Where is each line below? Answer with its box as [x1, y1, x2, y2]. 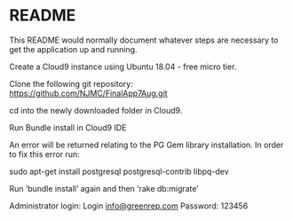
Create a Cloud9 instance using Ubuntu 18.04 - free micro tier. [9, 61, 237, 72]
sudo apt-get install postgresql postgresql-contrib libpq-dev [9, 166, 229, 177]
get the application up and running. [9, 43, 138, 54]
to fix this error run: [9, 148, 80, 160]
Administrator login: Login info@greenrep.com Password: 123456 [9, 200, 249, 211]
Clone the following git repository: [9, 78, 133, 89]
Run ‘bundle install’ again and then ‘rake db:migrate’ [9, 183, 199, 193]
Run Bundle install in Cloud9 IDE [9, 122, 127, 133]
